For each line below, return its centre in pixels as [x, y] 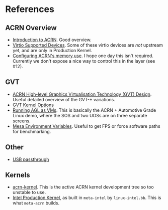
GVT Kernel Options [33, 105]
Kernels [18, 175]
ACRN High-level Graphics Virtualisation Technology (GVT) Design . [82, 94]
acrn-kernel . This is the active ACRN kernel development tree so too [83, 187]
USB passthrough [31, 159]
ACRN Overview [31, 28]
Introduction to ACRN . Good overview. [52, 40]
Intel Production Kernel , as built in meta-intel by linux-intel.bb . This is [87, 198]
